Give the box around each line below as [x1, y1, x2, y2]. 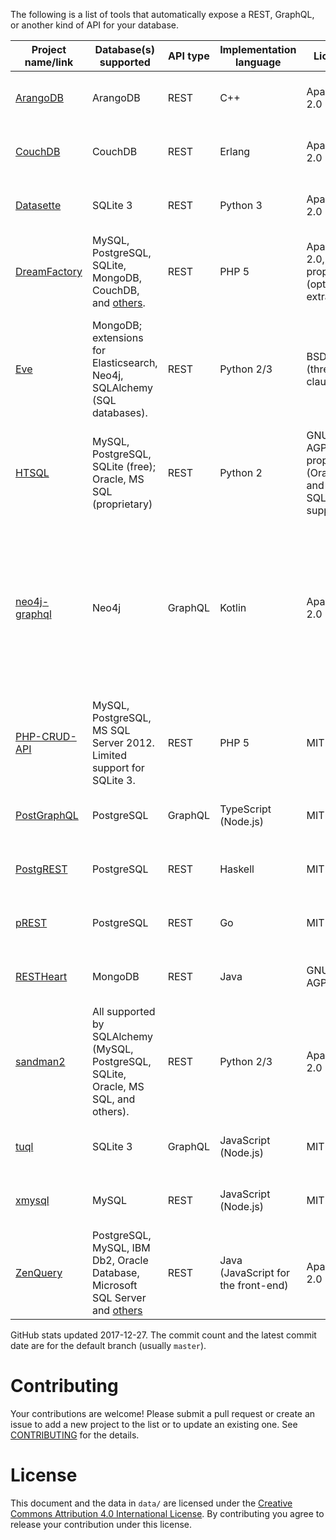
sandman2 [15, 1055, 66, 1068]
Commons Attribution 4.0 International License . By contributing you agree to [10, 1507, 325, 1519]
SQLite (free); [91, 460, 157, 473]
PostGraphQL [15, 809, 79, 822]
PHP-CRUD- [15, 730, 77, 743]
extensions [91, 331, 144, 344]
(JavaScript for [219, 1266, 291, 1279]
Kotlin [219, 601, 247, 614]
